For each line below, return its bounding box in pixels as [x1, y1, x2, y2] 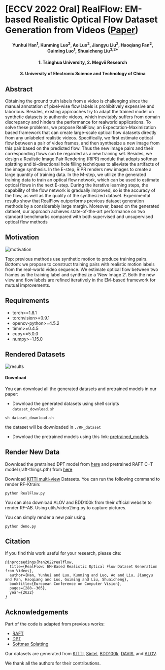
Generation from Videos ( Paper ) [5, 25, 139, 36]
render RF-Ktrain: [5, 481, 40, 487]
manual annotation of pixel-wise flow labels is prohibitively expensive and [5, 103, 155, 109]
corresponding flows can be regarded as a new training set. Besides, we [5, 151, 152, 157]
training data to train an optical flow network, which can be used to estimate [5, 177, 160, 183]
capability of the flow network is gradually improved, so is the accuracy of [5, 187, 156, 193]
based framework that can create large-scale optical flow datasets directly [5, 130, 157, 135]
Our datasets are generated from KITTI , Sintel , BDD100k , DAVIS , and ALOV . [5, 651, 157, 657]
